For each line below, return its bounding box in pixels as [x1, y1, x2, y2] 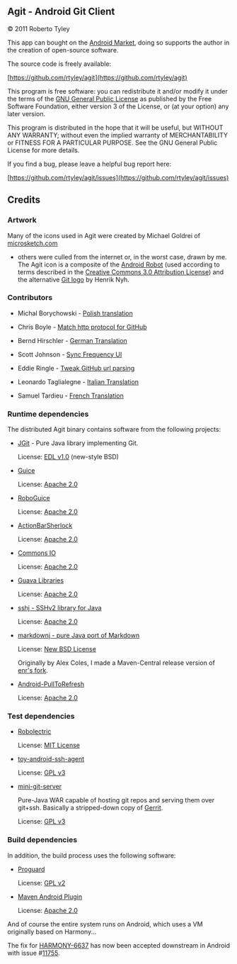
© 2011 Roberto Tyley [7, 24, 70, 33]
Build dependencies [7, 835, 78, 845]
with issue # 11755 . [7, 948, 60, 957]
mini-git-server [17, 783, 62, 791]
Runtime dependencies [7, 409, 89, 419]
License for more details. [7, 145, 80, 155]
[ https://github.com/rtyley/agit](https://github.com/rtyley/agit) [7, 73, 187, 82]
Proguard [17, 865, 45, 873]
